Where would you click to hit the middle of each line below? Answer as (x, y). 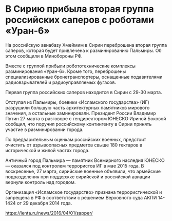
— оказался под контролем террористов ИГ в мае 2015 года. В (75, 165)
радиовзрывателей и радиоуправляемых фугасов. (61, 82)
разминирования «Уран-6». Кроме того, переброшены (66, 71)
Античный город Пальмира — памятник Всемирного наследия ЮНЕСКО (85, 160)
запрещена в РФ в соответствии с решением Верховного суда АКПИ (81, 197)
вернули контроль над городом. (41, 182)
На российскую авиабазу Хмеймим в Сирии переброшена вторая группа (86, 45)
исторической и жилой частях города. (47, 150)
